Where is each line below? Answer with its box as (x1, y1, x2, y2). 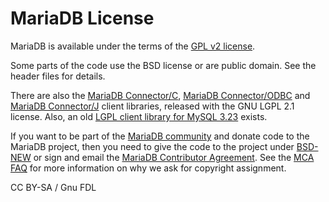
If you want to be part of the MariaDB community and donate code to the (10, 130, 310, 142)
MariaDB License (10, 7, 155, 30)
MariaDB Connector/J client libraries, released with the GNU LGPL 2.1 (10, 100, 295, 112)
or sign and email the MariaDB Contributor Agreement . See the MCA (33, 151, 315, 163)
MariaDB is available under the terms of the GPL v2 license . (10, 40, 256, 52)
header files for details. (10, 70, 106, 82)
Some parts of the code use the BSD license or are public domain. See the (10, 59, 317, 71)
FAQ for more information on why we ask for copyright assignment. (10, 162, 287, 174)
